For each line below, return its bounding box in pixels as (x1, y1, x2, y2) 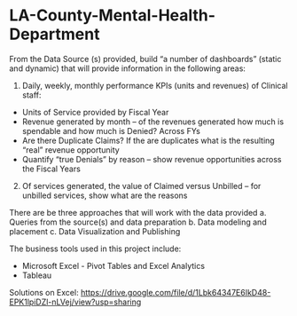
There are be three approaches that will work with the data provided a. (9, 207, 267, 217)
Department (9, 24, 100, 44)
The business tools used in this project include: (9, 243, 182, 254)
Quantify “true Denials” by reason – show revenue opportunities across (21, 154, 282, 164)
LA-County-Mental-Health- (9, 5, 215, 26)
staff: (21, 90, 42, 100)
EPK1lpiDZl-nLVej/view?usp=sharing (9, 296, 142, 307)
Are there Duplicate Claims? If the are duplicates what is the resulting (21, 135, 275, 146)
